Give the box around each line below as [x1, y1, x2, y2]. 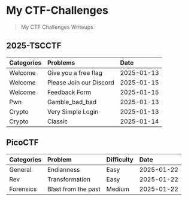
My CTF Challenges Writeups [20, 23, 94, 31]
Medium [106, 185, 130, 193]
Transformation [47, 175, 91, 183]
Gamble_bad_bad [47, 98, 97, 106]
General [9, 165, 32, 173]
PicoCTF [6, 138, 39, 148]
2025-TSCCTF [6, 41, 62, 51]
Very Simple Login [47, 107, 99, 115]
